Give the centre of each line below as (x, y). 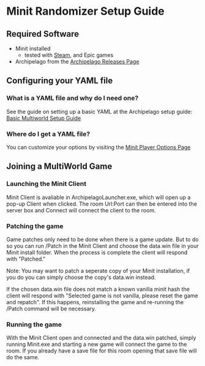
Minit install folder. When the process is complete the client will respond (97, 252)
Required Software (43, 34)
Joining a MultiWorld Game (59, 166)
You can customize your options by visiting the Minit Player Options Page (99, 147)
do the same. (23, 357)
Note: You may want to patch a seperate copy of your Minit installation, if (98, 271)
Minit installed (33, 48)
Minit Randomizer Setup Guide (86, 11)
